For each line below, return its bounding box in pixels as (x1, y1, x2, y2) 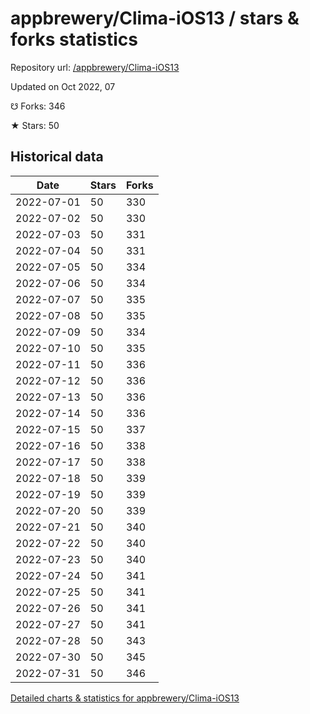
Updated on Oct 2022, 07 (10, 80, 116, 92)
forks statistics (10, 28, 138, 51)
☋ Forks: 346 (10, 100, 66, 112)
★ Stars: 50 (10, 119, 60, 131)
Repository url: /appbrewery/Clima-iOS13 (10, 61, 180, 73)
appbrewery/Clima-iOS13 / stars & (10, 7, 300, 30)
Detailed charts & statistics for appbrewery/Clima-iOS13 (10, 692, 240, 704)
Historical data (10, 148, 104, 166)
